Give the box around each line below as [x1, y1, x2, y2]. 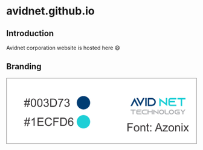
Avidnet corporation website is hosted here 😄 [6, 44, 121, 51]
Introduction [6, 28, 54, 39]
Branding [6, 61, 42, 72]
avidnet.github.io [6, 4, 95, 18]
